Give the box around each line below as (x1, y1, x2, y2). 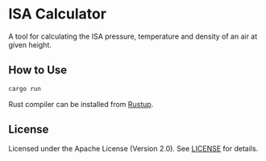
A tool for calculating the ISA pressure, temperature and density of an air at (8, 31, 258, 41)
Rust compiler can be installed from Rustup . (8, 99, 154, 109)
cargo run (8, 85, 42, 93)
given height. (8, 39, 52, 49)
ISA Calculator (8, 5, 107, 23)
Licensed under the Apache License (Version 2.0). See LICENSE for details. (8, 144, 259, 154)
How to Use (8, 64, 68, 77)
